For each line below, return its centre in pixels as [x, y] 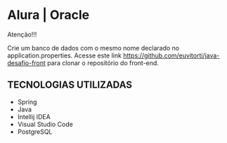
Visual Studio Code [45, 124]
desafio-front [26, 62]
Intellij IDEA [34, 116]
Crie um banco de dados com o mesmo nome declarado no [93, 48]
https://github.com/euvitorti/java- [171, 55]
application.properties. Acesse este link [64, 55]
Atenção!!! [22, 34]
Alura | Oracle [48, 15]
